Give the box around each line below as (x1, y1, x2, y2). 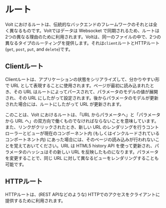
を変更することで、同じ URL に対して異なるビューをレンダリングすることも (5, 155, 159, 161)
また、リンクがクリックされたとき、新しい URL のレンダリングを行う (5, 124, 146, 130)
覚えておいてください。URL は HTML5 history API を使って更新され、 (13, 142, 155, 148)
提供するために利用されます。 (5, 198, 66, 204)
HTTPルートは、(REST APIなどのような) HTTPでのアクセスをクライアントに (5, 191, 160, 197)
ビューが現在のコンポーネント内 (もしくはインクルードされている (26, 130, 160, 136)
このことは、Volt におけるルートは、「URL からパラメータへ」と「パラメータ (5, 112, 161, 118)
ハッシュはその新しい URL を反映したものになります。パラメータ (26, 149, 159, 155)
